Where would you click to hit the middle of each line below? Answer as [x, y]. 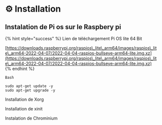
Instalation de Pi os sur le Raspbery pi [63, 27]
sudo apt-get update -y [29, 86]
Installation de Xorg [24, 99]
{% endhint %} [20, 69]
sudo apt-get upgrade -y [30, 90]
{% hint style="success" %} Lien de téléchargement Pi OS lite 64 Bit [74, 38]
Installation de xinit [24, 109]
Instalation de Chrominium [31, 118]
